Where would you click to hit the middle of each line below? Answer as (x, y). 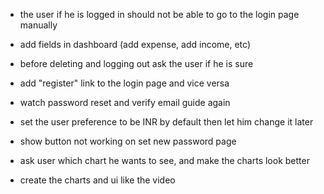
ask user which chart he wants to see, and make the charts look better (164, 160)
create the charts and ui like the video (97, 180)
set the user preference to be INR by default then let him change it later (166, 122)
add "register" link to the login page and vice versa (124, 83)
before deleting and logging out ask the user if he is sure (136, 63)
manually (38, 25)
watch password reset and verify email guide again (125, 102)
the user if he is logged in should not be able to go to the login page (159, 14)
